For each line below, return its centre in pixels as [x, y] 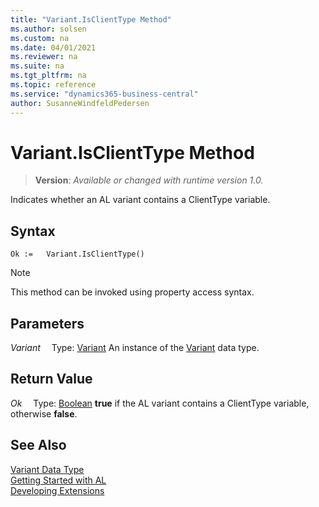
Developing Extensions [57, 490]
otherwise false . [44, 413]
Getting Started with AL [58, 480]
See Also [38, 445]
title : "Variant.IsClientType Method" [91, 19]
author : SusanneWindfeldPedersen [80, 103]
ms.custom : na [40, 38]
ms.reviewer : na [44, 57]
